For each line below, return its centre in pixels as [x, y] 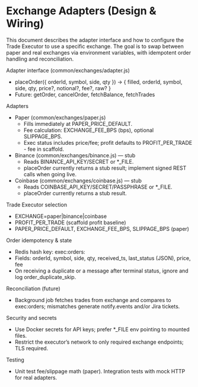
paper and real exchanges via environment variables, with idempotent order [99, 52]
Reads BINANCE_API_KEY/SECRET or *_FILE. [79, 161]
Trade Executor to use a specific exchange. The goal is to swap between [95, 46]
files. [21, 335]
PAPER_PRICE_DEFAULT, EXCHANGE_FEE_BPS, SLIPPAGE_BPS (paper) [102, 229]
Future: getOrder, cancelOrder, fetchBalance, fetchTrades [85, 94]
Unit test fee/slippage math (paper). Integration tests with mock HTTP [100, 371]
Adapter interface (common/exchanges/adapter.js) [68, 70]
